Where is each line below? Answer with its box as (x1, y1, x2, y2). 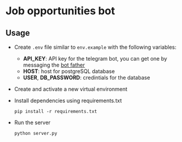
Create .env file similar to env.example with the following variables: (14, 43, 177, 51)
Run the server (14, 119, 51, 126)
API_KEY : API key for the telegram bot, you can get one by (23, 55, 168, 62)
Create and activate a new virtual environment (14, 86, 128, 93)
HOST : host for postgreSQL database (23, 68, 115, 75)
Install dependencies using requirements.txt (14, 97, 123, 104)
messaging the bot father (23, 61, 85, 68)
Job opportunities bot (5, 4, 115, 18)
